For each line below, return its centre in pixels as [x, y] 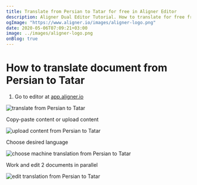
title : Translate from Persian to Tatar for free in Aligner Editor [91, 11]
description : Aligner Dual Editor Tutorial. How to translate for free [95, 17]
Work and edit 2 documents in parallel [52, 164]
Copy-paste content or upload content [52, 119]
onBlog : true [22, 39]
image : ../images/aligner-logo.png [50, 33]
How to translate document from [87, 68]
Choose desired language [37, 142]
